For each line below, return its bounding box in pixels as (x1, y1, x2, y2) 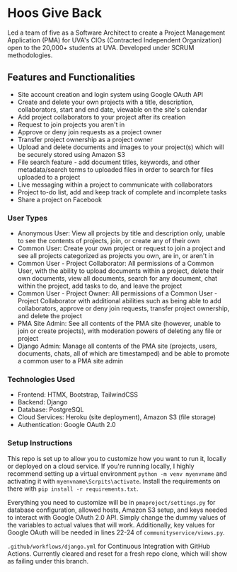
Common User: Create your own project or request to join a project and (17, 244, 226, 252)
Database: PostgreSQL (17, 405, 84, 414)
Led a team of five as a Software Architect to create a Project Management (7, 28, 226, 37)
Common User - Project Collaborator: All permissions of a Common (17, 259, 214, 268)
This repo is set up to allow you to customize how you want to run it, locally (7, 454, 226, 462)
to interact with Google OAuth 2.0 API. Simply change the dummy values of (7, 513, 226, 521)
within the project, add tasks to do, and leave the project (17, 281, 183, 291)
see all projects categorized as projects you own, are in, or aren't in (17, 252, 214, 260)
